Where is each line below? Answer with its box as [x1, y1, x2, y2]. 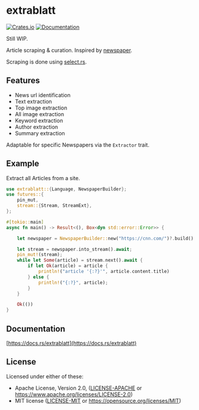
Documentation [6, 324, 66, 334]
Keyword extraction [14, 117, 63, 124]
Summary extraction [14, 129, 65, 136]
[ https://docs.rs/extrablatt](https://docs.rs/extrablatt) [6, 339, 137, 347]
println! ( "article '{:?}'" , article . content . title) [38, 269, 170, 275]
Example [6, 159, 39, 169]
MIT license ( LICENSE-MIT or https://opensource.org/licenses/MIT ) [14, 397, 181, 404]
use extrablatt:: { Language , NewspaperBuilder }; [6, 186, 127, 192]
